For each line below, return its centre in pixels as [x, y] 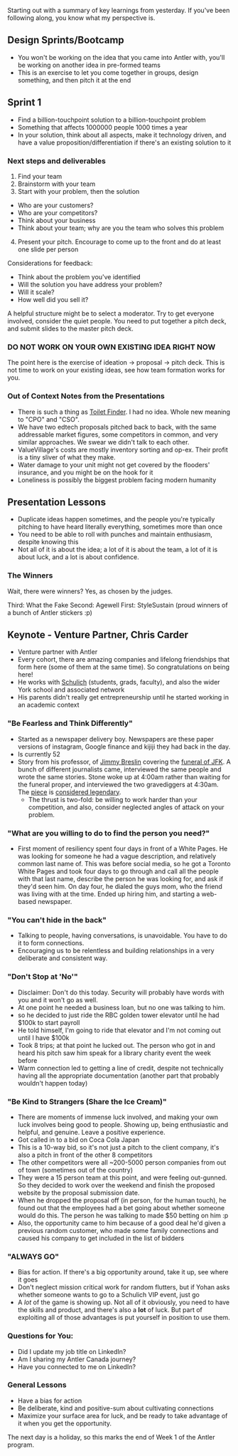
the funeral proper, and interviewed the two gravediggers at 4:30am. [118, 784]
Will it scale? [36, 292]
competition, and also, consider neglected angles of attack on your [126, 807]
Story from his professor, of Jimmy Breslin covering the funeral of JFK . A [124, 761]
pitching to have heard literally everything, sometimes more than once [120, 527]
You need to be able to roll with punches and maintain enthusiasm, [115, 534]
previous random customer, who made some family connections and [118, 1230]
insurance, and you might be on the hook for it [85, 472]
